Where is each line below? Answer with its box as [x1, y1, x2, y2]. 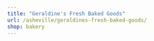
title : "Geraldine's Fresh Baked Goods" [7, 10, 126, 17]
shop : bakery [7, 23, 45, 30]
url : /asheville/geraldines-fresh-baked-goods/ [7, 17, 148, 24]
